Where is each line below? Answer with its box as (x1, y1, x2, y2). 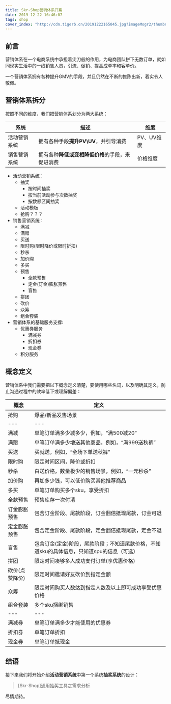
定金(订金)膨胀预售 (27, 281, 67, 287)
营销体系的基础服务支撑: (12, 319, 64, 325)
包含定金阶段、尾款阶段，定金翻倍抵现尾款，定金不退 (34, 527, 162, 534)
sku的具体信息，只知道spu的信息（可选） (39, 548, 138, 555)
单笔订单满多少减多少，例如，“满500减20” (34, 429, 137, 436)
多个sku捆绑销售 (34, 601, 74, 608)
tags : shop (5, 17, 28, 22)
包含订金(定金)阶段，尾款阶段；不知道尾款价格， (34, 540, 151, 547)
